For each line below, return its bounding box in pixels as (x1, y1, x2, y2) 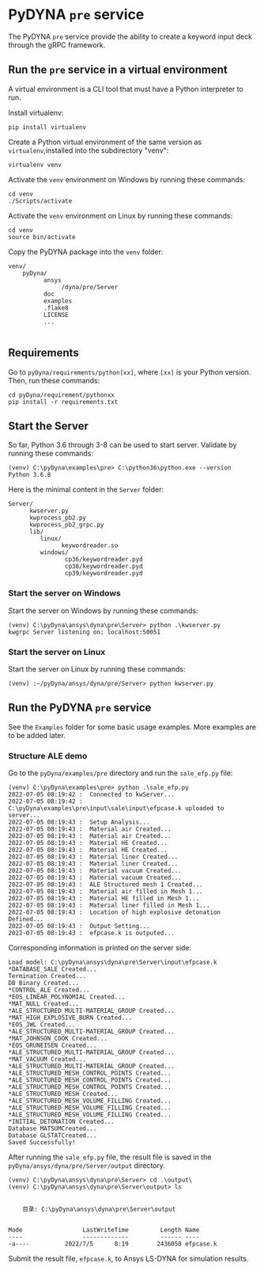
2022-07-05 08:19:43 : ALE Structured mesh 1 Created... (8, 881, 203, 889)
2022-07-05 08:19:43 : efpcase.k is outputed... (8, 929, 175, 938)
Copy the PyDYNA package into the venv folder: (8, 247, 164, 257)
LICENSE (43, 310, 69, 318)
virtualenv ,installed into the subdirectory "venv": (8, 145, 169, 155)
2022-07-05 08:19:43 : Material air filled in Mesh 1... (8, 888, 203, 896)
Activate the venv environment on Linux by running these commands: (8, 211, 233, 220)
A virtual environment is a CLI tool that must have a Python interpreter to (8, 84, 243, 93)
